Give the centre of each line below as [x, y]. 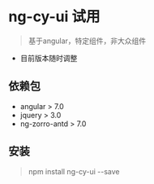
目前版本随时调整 [49, 58]
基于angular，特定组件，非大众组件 [87, 41]
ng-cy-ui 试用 [54, 17]
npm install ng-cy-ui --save [74, 171]
